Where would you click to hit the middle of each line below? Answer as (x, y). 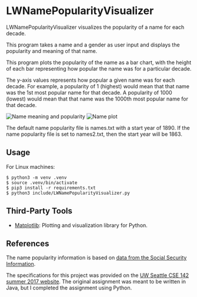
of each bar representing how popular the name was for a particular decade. (99, 68)
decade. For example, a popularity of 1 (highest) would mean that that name (98, 86)
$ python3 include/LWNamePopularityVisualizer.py (68, 193)
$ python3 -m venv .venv (36, 178)
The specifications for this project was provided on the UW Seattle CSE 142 (98, 275)
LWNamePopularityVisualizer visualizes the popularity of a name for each (95, 27)
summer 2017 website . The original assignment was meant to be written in (96, 282)
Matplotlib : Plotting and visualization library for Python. (81, 225)
